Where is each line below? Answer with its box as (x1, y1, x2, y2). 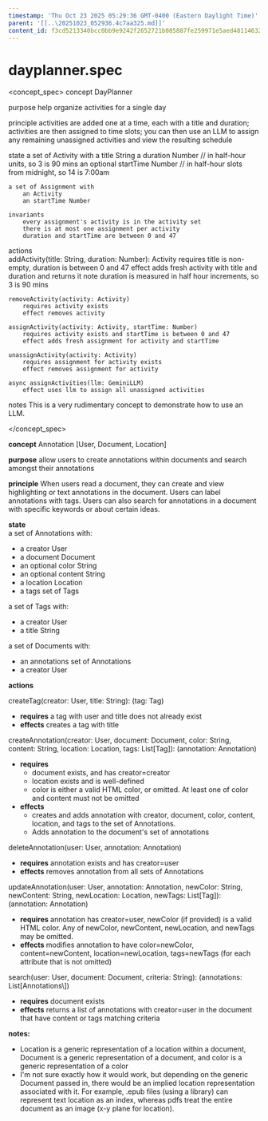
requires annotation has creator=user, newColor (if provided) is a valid (19, 915, 253, 925)
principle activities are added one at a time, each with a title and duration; (8, 118, 250, 128)
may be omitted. (19, 932, 74, 941)
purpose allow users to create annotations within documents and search (8, 455, 247, 465)
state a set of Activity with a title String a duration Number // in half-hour (8, 151, 246, 160)
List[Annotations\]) (8, 981, 70, 991)
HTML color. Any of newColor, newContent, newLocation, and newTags (19, 923, 255, 933)
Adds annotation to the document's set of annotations (31, 827, 210, 837)
